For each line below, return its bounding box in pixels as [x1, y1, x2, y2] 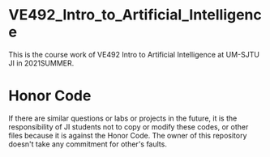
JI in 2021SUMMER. [8, 58, 75, 68]
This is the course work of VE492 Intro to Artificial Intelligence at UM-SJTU [8, 49, 259, 59]
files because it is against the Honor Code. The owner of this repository [8, 130, 247, 140]
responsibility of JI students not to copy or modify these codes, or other [8, 121, 249, 131]
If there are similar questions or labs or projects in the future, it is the [8, 113, 238, 123]
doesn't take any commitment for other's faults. [8, 139, 168, 149]
